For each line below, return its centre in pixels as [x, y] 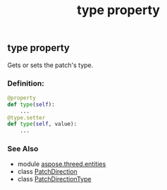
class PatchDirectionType [54, 179]
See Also [23, 149]
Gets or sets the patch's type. [50, 65]
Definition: [26, 83]
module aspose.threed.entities [62, 164]
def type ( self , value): [42, 124]
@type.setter [26, 118]
